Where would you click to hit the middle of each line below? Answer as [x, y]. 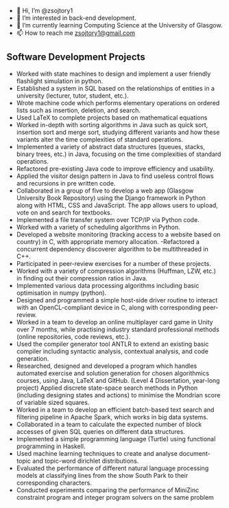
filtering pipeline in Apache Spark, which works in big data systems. [112, 417]
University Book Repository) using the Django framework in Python [111, 198]
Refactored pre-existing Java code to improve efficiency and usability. [116, 168]
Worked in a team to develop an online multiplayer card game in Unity [114, 322]
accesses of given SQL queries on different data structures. [101, 431]
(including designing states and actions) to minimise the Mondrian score [118, 395]
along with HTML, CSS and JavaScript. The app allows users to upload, [117, 205]
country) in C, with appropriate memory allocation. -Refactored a [108, 241]
